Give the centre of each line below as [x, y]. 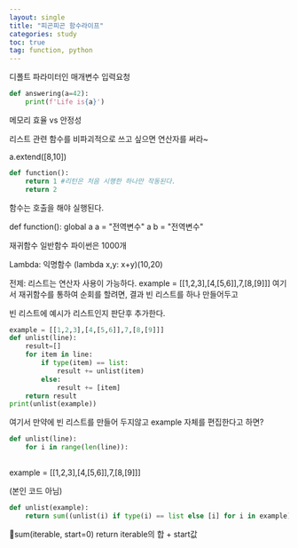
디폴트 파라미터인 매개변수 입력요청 [70, 77]
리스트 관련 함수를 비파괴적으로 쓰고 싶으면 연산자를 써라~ [109, 139]
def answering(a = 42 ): [49, 94]
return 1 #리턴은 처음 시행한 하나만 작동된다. [101, 181]
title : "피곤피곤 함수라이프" [57, 26]
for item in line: [59, 355]
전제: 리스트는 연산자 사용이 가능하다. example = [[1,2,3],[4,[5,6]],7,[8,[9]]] [140, 283]
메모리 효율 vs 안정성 [46, 120]
